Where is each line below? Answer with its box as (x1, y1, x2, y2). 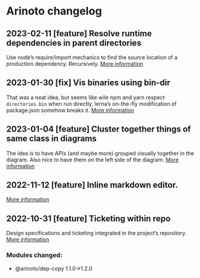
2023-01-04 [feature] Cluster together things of (6, 124, 192, 134)
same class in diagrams (6, 134, 97, 144)
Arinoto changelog (6, 4, 102, 18)
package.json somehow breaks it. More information (6, 106, 135, 114)
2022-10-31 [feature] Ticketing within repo (6, 213, 171, 224)
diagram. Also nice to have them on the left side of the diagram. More (6, 156, 179, 163)
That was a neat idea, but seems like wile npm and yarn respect (6, 94, 165, 101)
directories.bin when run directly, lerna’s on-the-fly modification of (6, 100, 177, 107)
